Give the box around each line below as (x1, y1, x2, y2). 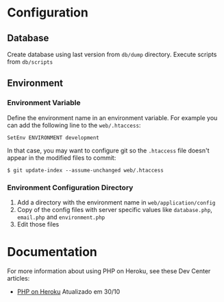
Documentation (7, 244, 98, 260)
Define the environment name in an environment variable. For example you (7, 113, 218, 121)
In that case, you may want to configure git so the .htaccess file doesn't (7, 146, 210, 154)
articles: (7, 274, 30, 282)
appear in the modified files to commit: (7, 153, 116, 162)
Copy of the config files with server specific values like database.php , (16, 205, 212, 213)
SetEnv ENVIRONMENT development (7, 134, 99, 141)
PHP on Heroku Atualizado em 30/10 (16, 287, 121, 296)
